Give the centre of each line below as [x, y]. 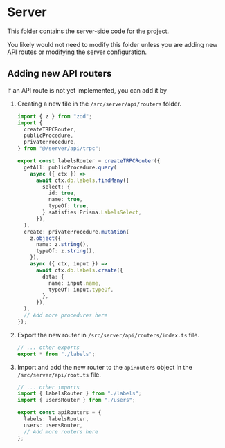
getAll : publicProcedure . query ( [70, 167]
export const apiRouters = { [59, 413]
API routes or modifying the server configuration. [77, 52]
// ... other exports [48, 347]
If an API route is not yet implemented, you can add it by [87, 90]
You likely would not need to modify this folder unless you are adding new [112, 44]
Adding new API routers [60, 74]
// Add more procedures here [66, 315]
